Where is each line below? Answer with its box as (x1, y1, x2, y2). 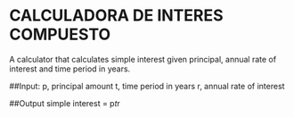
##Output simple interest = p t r (9, 97, 120, 108)
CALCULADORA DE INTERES (9, 5, 225, 26)
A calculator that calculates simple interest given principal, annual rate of (9, 54, 277, 64)
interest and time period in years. (9, 63, 131, 74)
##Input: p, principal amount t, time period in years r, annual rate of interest (9, 80, 285, 91)
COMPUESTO (9, 24, 111, 45)
